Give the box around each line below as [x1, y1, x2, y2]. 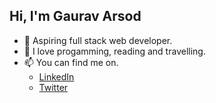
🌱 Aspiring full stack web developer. [23, 34, 173, 46]
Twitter [38, 81, 69, 93]
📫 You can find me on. [23, 56, 119, 68]
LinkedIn [38, 70, 75, 83]
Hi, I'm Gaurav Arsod [9, 8, 142, 25]
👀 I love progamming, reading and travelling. [23, 45, 206, 57]
